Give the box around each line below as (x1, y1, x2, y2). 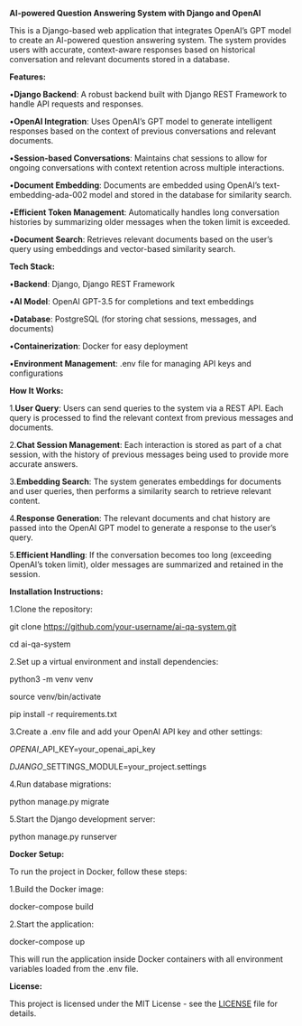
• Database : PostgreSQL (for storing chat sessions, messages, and (9, 313, 257, 324)
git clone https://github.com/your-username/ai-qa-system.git (9, 621, 237, 631)
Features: (9, 71, 47, 82)
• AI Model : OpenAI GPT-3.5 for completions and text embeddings (9, 296, 254, 306)
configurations (9, 368, 64, 378)
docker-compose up (9, 937, 86, 947)
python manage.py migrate (9, 797, 110, 807)
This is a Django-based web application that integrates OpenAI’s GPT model (9, 25, 291, 35)
